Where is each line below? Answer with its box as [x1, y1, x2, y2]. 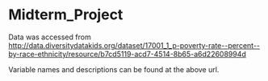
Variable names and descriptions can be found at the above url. [8, 64, 220, 74]
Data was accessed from [8, 32, 91, 42]
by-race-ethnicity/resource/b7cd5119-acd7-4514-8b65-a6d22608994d [8, 49, 246, 59]
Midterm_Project [8, 6, 124, 24]
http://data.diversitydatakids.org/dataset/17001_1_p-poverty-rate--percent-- [8, 40, 261, 50]
